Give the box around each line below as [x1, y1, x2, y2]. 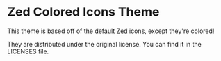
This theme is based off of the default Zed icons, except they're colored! [7, 27, 215, 35]
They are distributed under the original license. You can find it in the [7, 40, 202, 48]
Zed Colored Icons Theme [7, 4, 160, 20]
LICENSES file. [7, 47, 49, 56]
